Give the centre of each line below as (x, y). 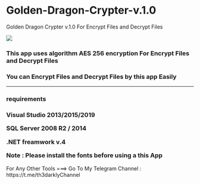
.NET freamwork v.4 (36, 142)
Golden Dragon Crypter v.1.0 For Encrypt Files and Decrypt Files (85, 27)
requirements (26, 99)
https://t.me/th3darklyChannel (43, 175)
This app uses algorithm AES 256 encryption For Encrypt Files (98, 53)
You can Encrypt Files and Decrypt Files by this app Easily (91, 77)
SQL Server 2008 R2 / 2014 (46, 128)
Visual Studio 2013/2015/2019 (51, 115)
